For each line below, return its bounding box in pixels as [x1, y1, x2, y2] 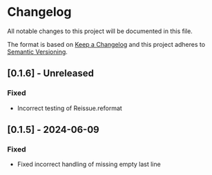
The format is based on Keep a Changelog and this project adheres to [7, 40, 206, 48]
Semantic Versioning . [7, 48, 68, 56]
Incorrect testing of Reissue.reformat [17, 104, 122, 112]
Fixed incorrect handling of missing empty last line [17, 160, 161, 169]
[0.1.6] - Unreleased [7, 68, 95, 79]
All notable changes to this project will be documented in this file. [7, 27, 193, 35]
